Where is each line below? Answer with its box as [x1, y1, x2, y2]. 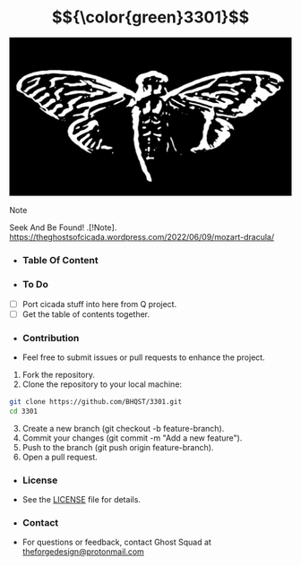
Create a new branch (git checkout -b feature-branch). [21, 423, 225, 433]
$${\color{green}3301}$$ [51, 7, 250, 28]
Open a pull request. [21, 451, 99, 462]
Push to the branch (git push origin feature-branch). [21, 442, 214, 452]
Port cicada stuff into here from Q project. [21, 298, 177, 309]
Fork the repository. [21, 370, 96, 381]
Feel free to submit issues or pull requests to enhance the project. [21, 352, 266, 363]
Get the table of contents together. [21, 308, 150, 320]
